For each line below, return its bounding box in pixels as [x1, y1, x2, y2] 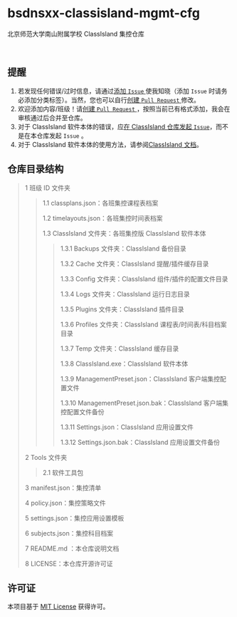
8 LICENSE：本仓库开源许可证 [24, 559, 113, 568]
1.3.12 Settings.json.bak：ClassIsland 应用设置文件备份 [60, 438, 221, 446]
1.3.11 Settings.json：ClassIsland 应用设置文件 [60, 423, 194, 431]
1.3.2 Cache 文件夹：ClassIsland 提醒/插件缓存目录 [60, 259, 209, 268]
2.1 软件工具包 [42, 468, 84, 476]
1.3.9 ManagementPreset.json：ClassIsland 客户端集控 [60, 374, 221, 383]
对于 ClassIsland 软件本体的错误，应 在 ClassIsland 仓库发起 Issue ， [17, 122, 216, 131]
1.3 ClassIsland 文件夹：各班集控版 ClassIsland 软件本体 [42, 229, 206, 237]
